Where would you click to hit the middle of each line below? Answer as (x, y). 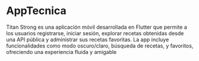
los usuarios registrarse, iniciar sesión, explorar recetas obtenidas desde (95, 33)
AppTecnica (36, 11)
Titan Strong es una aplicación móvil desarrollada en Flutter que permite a (97, 27)
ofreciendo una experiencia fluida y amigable (61, 52)
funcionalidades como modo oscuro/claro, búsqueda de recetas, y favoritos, (100, 46)
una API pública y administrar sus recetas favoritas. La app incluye (88, 39)
